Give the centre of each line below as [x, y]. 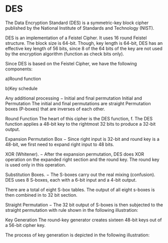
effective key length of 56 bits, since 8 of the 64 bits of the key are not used [84, 48]
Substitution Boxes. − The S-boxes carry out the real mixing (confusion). [80, 175]
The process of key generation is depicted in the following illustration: [77, 235]
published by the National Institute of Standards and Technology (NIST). [80, 28]
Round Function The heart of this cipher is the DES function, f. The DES [79, 118]
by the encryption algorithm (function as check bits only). [65, 54]
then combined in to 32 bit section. [41, 195]
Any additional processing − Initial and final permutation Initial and [74, 98]
